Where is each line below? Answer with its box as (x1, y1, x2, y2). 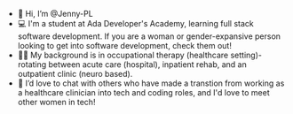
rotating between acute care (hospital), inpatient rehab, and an (17, 59, 247, 70)
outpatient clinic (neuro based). (17, 69, 133, 79)
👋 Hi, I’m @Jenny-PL (17, 9, 93, 19)
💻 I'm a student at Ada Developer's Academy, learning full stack (17, 19, 255, 28)
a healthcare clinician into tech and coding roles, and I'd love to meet (17, 87, 270, 97)
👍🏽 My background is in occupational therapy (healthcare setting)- (17, 49, 262, 60)
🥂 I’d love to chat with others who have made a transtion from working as (17, 78, 285, 88)
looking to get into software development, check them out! (17, 41, 233, 50)
